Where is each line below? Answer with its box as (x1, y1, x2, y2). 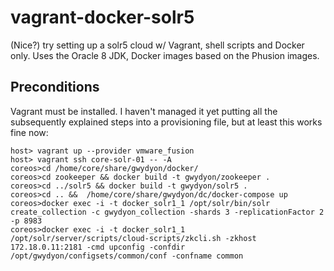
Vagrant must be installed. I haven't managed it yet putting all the (10, 105, 278, 117)
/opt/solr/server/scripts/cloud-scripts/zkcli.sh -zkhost (10, 233, 257, 243)
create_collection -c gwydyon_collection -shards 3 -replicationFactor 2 (10, 207, 325, 217)
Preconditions (10, 79, 100, 96)
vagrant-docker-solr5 (10, 6, 195, 29)
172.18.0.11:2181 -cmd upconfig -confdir (10, 242, 186, 252)
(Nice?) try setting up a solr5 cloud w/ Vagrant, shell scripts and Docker (10, 39, 305, 51)
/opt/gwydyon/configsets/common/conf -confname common (10, 251, 244, 261)
